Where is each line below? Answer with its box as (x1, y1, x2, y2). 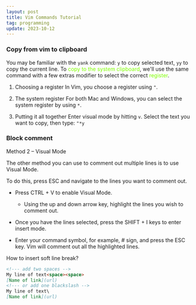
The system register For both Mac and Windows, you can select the (14, 95, 183, 102)
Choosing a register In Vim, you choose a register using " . (14, 83, 158, 90)
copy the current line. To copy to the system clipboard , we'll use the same (6, 65, 189, 73)
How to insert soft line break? (6, 254, 79, 261)
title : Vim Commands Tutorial (6, 14, 82, 20)
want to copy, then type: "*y (14, 119, 85, 126)
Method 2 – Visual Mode (6, 147, 67, 155)
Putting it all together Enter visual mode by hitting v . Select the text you (14, 113, 191, 120)
